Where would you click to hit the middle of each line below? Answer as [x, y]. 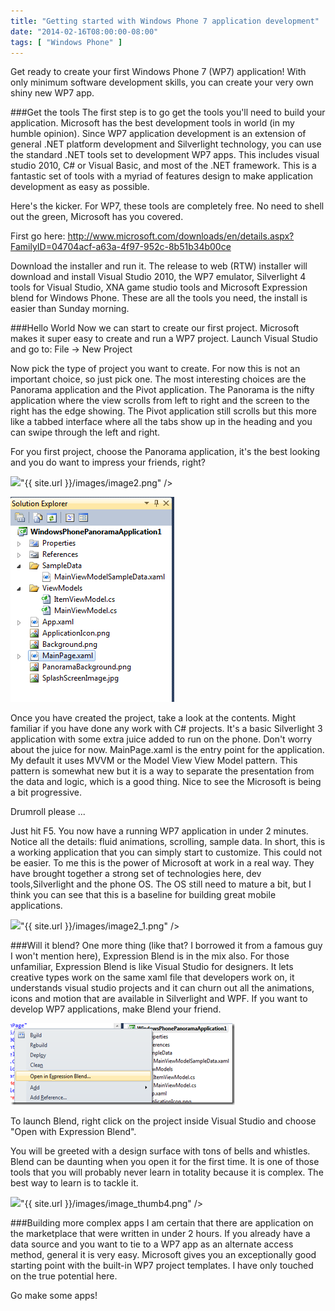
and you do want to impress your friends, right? [108, 462]
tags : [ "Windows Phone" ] [66, 42]
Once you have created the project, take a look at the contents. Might [153, 718]
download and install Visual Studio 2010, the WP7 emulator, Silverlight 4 [158, 277]
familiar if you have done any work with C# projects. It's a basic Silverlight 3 [166, 729]
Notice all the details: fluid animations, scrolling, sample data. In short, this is [168, 842]
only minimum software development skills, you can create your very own [162, 82]
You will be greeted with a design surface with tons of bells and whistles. [160, 1151]
